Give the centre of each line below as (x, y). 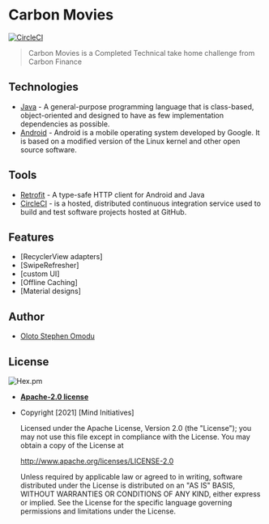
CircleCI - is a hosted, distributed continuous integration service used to (141, 203)
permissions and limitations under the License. (98, 511)
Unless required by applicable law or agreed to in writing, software (131, 477)
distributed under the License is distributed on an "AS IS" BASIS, (128, 485)
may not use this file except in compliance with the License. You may (135, 437)
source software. (48, 149)
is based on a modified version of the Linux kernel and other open (130, 141)
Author (26, 316)
